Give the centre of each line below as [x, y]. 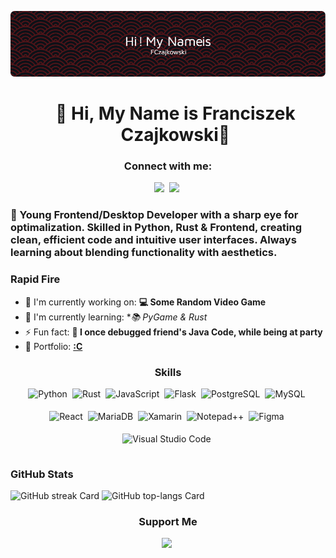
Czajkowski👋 [175, 135]
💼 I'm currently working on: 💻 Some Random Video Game [145, 302]
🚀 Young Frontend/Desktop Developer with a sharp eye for [154, 215]
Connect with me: [168, 166]
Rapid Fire [35, 279]
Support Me [168, 522]
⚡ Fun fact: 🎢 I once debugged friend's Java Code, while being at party [173, 332]
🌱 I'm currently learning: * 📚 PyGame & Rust [116, 317]
